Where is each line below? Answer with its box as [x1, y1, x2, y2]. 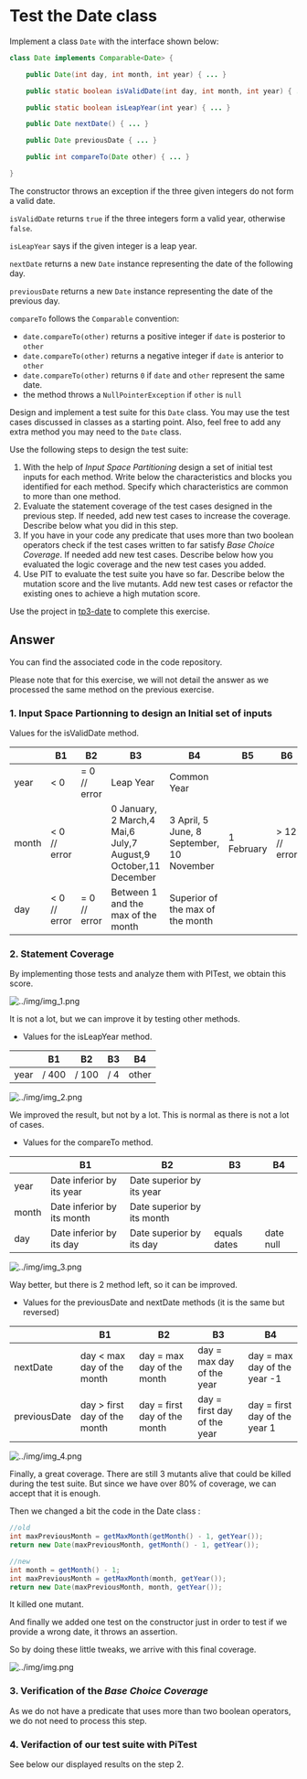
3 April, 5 [168, 814, 209, 827]
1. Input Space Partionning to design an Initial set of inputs [9, 706, 272, 719]
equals [213, 1227, 243, 1239]
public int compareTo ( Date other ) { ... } [26, 153, 190, 162]
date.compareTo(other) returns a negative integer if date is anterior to [22, 349, 284, 361]
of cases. [9, 1120, 45, 1131]
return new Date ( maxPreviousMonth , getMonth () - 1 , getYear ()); [9, 1540, 259, 1550]
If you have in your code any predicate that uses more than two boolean [22, 530, 294, 541]
